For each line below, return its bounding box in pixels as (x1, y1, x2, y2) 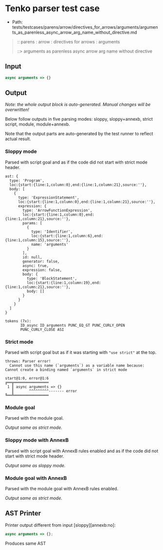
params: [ (22, 220, 42, 225)
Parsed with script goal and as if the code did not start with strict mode (5, 159, 147, 165)
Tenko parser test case (5, 3, 100, 14)
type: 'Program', (9, 178, 45, 183)
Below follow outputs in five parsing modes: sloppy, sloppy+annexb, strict (5, 116, 153, 122)
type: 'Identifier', (31, 229, 73, 234)
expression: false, (22, 267, 62, 273)
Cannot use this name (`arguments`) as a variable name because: (9, 363, 145, 368)
